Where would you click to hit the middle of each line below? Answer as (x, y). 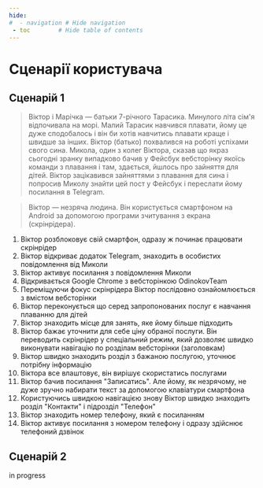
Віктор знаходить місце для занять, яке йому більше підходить (126, 323)
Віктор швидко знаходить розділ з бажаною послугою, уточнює (128, 357)
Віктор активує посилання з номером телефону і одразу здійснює (131, 423)
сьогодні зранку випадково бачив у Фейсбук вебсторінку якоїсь (137, 159)
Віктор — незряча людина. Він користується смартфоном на (130, 207)
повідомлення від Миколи (64, 264)
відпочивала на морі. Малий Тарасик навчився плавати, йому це (137, 125)
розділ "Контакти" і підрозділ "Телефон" (88, 407)
